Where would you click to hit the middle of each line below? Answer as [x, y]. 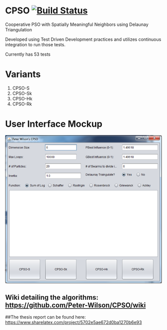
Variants [23, 74]
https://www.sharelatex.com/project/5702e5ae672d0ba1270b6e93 [74, 323]
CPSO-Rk [22, 104]
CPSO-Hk [22, 98]
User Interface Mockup [54, 124]
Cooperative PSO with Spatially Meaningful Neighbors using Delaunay [77, 24]
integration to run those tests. [35, 44]
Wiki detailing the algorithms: [52, 297]
